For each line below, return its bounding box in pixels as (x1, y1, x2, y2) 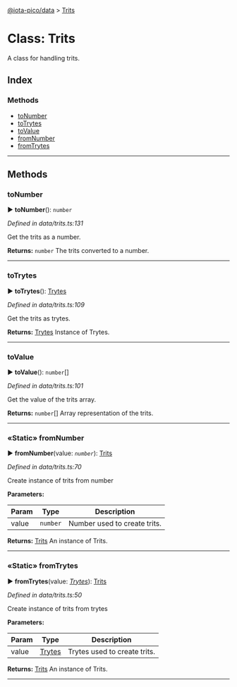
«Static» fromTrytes (7, 561, 79, 571)
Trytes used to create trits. (68, 646, 155, 656)
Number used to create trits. (68, 519, 162, 528)
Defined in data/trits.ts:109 (7, 300, 85, 309)
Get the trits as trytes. (7, 314, 71, 323)
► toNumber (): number (7, 206, 73, 214)
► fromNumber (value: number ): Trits (7, 449, 113, 457)
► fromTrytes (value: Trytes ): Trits (7, 577, 107, 586)
